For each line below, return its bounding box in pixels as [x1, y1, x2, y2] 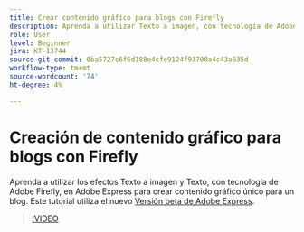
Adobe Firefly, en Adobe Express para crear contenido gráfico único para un [9, 186, 295, 197]
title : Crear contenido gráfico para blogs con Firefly [9, 13, 224, 23]
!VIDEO [31, 213, 59, 224]
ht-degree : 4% [9, 80, 63, 89]
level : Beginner [9, 38, 71, 48]
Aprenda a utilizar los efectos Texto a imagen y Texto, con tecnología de [9, 176, 279, 187]
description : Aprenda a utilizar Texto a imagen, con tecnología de [9, 22, 273, 31]
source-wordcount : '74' [9, 72, 100, 81]
